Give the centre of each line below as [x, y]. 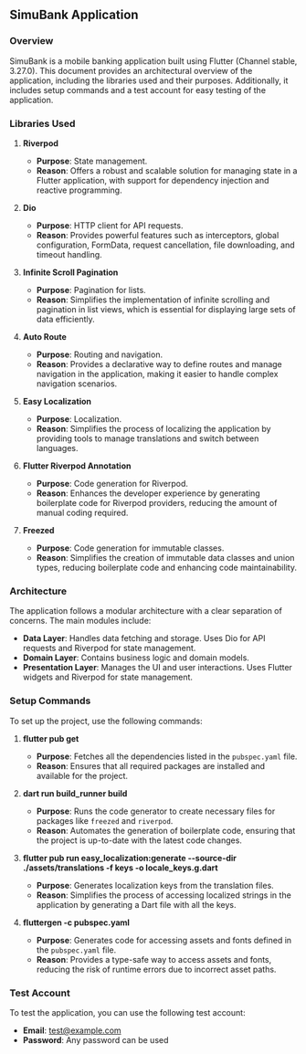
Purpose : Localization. [79, 418]
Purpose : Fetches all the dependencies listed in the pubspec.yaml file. [167, 756]
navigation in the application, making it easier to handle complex [157, 374]
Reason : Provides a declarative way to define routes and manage [159, 364]
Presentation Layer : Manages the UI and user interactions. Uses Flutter [157, 668]
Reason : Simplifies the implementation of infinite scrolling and [153, 300]
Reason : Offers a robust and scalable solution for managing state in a [167, 170]
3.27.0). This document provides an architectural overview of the [131, 70]
